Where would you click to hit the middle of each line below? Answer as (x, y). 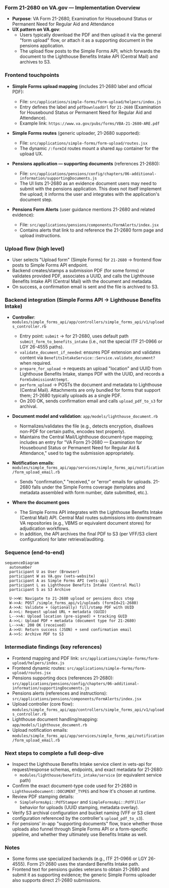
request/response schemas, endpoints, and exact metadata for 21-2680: (88, 769)
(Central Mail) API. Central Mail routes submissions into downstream (91, 518)
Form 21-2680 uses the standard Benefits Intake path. (83, 864)
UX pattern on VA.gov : (36, 30)
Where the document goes (41, 502)
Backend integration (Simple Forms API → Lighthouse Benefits (83, 300)
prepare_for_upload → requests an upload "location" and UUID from (91, 368)
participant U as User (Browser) (45, 572)
